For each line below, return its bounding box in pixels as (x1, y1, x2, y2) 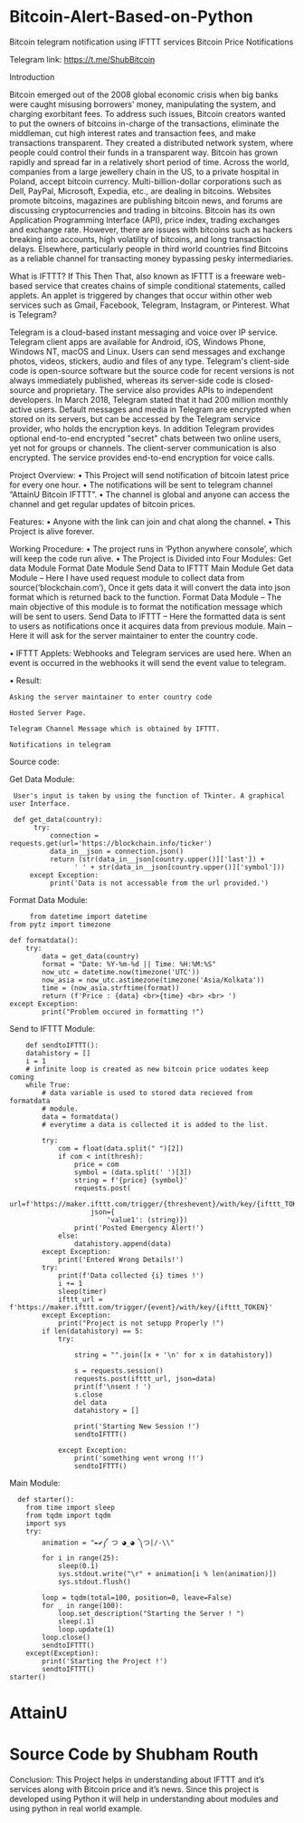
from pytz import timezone (9, 919, 111, 929)
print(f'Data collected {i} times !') (57, 1270, 204, 1280)
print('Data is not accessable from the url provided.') (49, 878, 270, 887)
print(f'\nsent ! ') (73, 1382, 152, 1391)
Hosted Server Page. (9, 708, 88, 718)
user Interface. (9, 799, 71, 809)
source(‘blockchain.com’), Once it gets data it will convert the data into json (9, 582, 291, 593)
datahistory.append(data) (73, 1239, 172, 1249)
